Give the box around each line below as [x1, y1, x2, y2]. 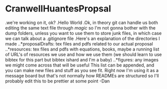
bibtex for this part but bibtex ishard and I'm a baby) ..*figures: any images [5, 56, 159, 62]
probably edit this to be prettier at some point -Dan [5, 78, 110, 84]
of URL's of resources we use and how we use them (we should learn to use [5, 51, 162, 57]
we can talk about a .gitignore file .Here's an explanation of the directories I [5, 35, 160, 41]
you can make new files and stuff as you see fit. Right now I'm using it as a [5, 67, 159, 73]
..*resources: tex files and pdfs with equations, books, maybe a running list [5, 46, 159, 52]
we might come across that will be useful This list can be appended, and [5, 62, 154, 68]
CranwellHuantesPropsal [5, 3, 111, 14]
